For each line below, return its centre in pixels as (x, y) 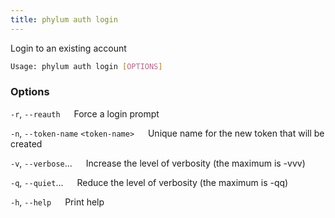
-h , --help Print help (57, 202)
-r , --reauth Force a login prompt (85, 113)
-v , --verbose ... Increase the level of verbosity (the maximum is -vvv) (158, 163)
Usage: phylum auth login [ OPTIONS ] (86, 66)
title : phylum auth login (64, 19)
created (26, 143)
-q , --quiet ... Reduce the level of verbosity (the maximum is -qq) (149, 182)
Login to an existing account (68, 48)
